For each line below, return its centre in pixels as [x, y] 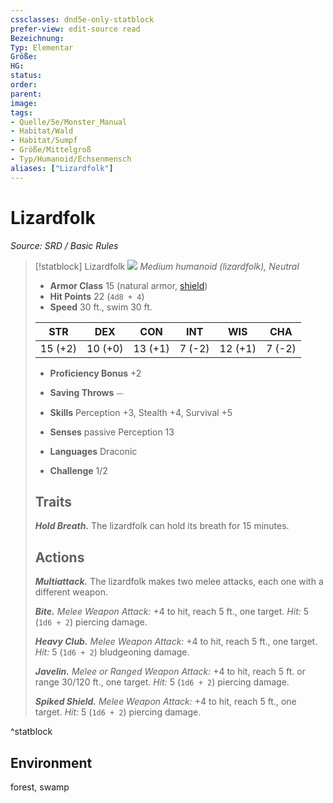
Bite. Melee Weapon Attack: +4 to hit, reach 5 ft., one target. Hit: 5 [172, 612]
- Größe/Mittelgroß [51, 150]
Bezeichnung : [37, 38]
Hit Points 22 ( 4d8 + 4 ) [97, 296]
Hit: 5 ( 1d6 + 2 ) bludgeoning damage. [112, 652]
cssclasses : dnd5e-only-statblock [82, 19]
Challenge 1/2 [78, 470]
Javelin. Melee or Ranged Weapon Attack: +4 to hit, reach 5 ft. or [170, 672]
